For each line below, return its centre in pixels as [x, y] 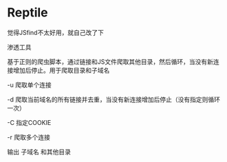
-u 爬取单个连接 [29, 84]
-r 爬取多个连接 [29, 137]
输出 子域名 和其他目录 [39, 152]
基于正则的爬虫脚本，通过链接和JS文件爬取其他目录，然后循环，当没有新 [110, 61]
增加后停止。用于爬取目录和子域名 [61, 70]
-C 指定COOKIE [29, 122]
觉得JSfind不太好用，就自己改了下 [56, 32]
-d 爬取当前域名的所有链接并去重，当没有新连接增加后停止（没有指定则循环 [113, 99]
